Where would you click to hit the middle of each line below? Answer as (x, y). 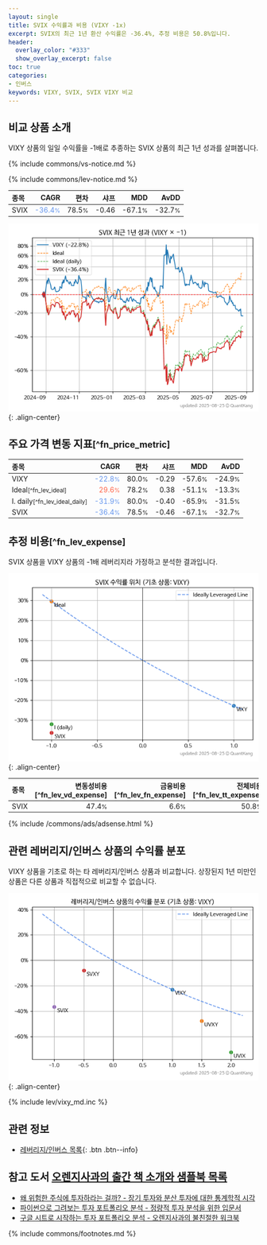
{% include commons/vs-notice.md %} (72, 164)
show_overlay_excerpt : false (64, 59)
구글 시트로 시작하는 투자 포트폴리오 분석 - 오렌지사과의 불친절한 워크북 (130, 1217)
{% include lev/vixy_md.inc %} (58, 1102)
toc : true (25, 68)
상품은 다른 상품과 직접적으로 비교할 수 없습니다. (83, 882)
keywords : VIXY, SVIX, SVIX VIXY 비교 (71, 92)
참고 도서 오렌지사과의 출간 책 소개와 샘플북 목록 (118, 1177)
